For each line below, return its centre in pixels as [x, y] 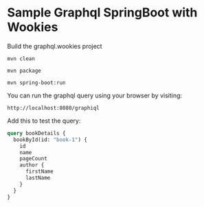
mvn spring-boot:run [37, 83]
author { [32, 165]
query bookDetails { [37, 133]
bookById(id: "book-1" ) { [50, 139]
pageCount [34, 159]
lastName [38, 178]
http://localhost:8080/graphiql [53, 108]
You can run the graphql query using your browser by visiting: [95, 95]
